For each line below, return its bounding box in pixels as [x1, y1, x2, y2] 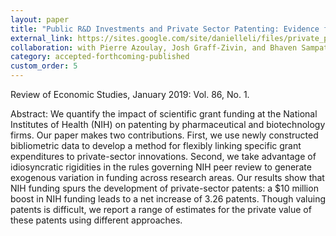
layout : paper [10, 14, 70, 25]
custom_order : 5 [10, 61, 78, 71]
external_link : [10, 33, 74, 43]
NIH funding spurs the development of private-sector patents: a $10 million [10, 182, 319, 194]
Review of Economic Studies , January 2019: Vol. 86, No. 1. [10, 89, 250, 100]
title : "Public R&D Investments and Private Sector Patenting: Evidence [10, 24, 320, 34]
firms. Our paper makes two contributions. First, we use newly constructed [10, 129, 319, 141]
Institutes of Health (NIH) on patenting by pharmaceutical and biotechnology [10, 119, 326, 130]
